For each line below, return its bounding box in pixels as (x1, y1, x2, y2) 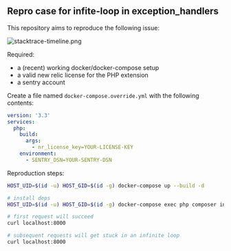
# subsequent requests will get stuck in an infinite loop (7, 232, 180, 239)
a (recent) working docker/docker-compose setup (16, 63, 159, 71)
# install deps (7, 195, 51, 202)
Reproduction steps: (7, 169, 65, 177)
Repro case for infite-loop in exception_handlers (7, 5, 219, 17)
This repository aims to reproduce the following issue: (7, 23, 160, 32)
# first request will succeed (7, 213, 94, 220)
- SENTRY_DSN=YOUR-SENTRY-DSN (25, 156, 112, 163)
